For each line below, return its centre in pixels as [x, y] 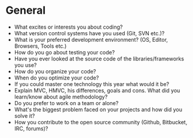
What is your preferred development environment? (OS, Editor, [91, 39]
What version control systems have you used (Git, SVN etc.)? [89, 33]
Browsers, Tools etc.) [40, 46]
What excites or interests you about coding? [68, 27]
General [26, 10]
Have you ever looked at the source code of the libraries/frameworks [99, 59]
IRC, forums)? [31, 128]
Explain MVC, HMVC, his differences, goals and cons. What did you [97, 90]
